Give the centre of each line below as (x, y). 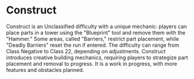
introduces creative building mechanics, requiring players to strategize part (97, 57)
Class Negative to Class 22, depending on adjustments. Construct (86, 51)
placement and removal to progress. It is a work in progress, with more (92, 63)
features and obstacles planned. (45, 70)
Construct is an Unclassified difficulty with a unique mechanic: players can (96, 26)
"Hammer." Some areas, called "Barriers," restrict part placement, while (93, 39)
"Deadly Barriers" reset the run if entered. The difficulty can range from (93, 45)
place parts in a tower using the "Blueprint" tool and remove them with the (96, 32)
